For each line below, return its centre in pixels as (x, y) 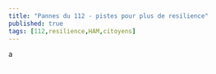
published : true (36, 24)
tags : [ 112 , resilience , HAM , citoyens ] (72, 31)
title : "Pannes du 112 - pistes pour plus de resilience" (108, 16)
